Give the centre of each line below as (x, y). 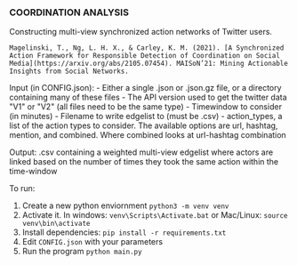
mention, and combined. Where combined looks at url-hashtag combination (148, 135)
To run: (22, 189)
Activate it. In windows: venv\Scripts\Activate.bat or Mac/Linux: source (155, 215)
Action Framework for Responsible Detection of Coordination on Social (144, 56)
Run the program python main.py (82, 252)
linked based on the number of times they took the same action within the (144, 162)
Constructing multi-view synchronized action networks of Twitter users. (141, 32)
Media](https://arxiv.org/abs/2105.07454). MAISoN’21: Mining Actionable (149, 64)
